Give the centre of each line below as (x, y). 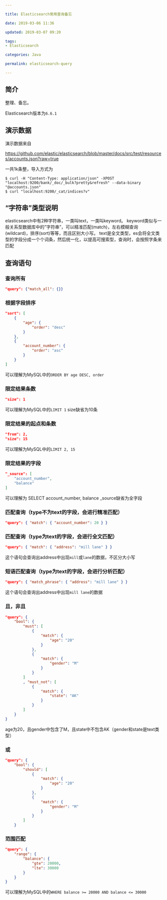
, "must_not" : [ (40, 682)
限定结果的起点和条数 (31, 423)
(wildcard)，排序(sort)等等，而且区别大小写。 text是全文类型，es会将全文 (80, 233)
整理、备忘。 (18, 102)
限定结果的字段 (23, 463)
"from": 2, (16, 434)
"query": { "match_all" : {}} (34, 289)
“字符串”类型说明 (32, 208)
